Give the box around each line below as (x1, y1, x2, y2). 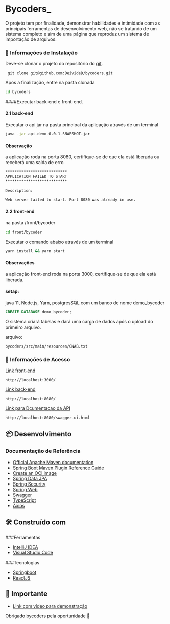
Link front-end (5, 367, 36, 374)
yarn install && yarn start (5, 248, 65, 253)
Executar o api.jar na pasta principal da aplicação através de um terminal (5, 122, 158, 128)
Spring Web (12, 486, 38, 492)
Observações (5, 260, 35, 266)
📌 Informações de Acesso (5, 356, 70, 363)
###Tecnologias (5, 559, 40, 565)
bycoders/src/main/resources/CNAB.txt (5, 344, 88, 349)
